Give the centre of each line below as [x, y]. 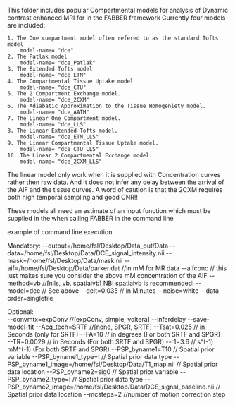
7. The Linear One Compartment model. [64, 119]
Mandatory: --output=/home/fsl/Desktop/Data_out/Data [88, 246]
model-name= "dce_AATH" [55, 112]
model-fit [21, 327]
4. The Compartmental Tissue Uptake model [70, 81]
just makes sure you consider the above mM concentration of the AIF [107, 276]
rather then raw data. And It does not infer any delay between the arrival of [116, 182]
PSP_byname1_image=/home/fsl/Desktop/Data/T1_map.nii [91, 364]
